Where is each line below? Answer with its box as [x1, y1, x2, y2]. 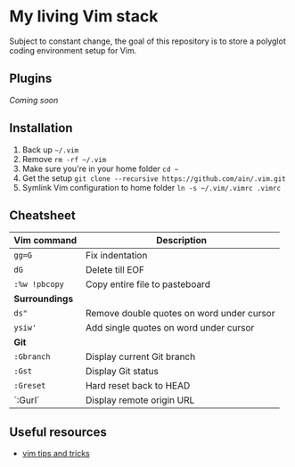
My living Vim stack [9, 6, 159, 27]
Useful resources [9, 424, 107, 439]
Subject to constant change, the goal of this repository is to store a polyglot [9, 36, 287, 46]
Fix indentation [85, 250, 148, 262]
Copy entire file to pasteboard [85, 278, 211, 291]
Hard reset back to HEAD [85, 380, 191, 392]
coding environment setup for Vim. [9, 45, 137, 55]
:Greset [13, 381, 46, 391]
